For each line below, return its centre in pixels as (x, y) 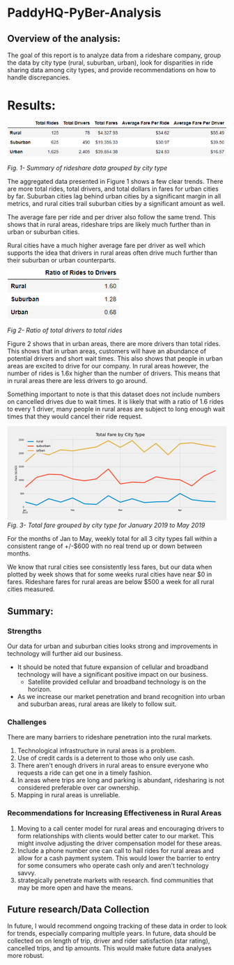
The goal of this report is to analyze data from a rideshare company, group (114, 55)
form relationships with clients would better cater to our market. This (116, 835)
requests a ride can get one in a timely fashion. (85, 773)
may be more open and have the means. (75, 887)
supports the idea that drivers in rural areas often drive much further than (112, 253)
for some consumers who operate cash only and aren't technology (113, 865)
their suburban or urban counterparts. (62, 260)
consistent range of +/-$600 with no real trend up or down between (105, 546)
